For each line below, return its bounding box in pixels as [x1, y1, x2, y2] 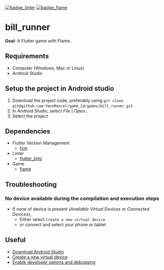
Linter [12, 151, 24, 157]
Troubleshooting [5, 180, 57, 188]
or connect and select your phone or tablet [19, 222, 106, 227]
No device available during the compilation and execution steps [5, 195, 160, 202]
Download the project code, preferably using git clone [12, 97, 124, 103]
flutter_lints [19, 156, 43, 161]
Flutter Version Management [12, 140, 70, 146]
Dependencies [5, 127, 50, 135]
